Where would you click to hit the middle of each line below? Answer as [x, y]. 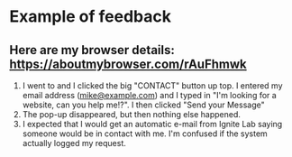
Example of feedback [90, 17]
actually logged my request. [74, 143]
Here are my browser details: [92, 50]
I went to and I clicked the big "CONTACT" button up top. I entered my [152, 86]
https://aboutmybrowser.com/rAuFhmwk [128, 64]
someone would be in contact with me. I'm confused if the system [145, 134]
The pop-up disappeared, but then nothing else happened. [132, 114]
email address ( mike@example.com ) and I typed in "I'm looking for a [149, 95]
